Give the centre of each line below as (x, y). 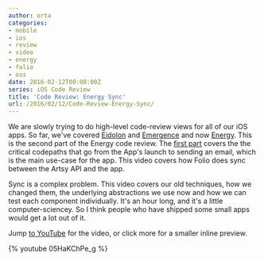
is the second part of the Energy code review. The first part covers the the (130, 144)
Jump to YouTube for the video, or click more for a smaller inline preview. (128, 233)
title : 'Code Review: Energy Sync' (67, 97)
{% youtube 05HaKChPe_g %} (58, 249)
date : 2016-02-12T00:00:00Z (55, 82)
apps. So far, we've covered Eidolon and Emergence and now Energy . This (130, 135)
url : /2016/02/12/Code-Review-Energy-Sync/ (82, 104)
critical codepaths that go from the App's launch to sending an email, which (132, 152)
